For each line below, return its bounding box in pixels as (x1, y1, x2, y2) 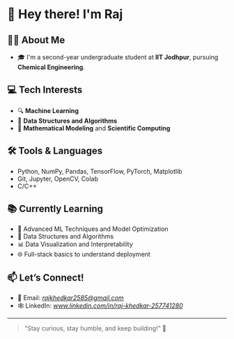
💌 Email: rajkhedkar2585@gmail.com (17, 294, 124, 302)
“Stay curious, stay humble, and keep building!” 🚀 (24, 324, 167, 333)
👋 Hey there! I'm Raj (7, 6, 123, 22)
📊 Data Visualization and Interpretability (17, 240, 134, 248)
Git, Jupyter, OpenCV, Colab (17, 174, 99, 183)
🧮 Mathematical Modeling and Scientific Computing (17, 123, 171, 132)
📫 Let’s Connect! (7, 271, 84, 283)
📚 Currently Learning (7, 203, 103, 215)
